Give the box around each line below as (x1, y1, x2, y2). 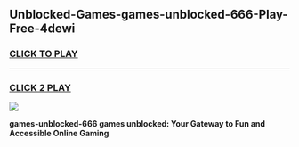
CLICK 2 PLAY (9, 81, 71, 94)
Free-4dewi (9, 21, 76, 37)
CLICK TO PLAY (9, 48, 78, 61)
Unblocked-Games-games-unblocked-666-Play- (9, 7, 288, 22)
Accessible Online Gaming (9, 127, 109, 138)
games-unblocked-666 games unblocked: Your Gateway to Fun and (9, 118, 265, 128)
